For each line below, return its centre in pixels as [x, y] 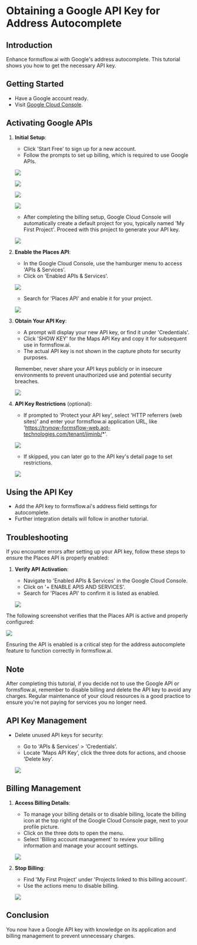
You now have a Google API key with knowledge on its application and [91, 929]
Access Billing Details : [42, 802]
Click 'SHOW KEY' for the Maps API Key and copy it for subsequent [105, 338]
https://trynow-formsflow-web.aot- [68, 427]
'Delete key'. [39, 759]
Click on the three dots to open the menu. [74, 833]
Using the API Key [40, 493]
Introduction [29, 45]
